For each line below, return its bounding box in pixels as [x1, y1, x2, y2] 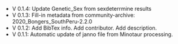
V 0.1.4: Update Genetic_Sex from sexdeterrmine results [12, 5, 152, 12]
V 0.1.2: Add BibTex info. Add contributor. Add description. [12, 24, 157, 31]
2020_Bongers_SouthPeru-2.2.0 [12, 18, 93, 25]
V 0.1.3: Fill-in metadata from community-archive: [12, 11, 135, 19]
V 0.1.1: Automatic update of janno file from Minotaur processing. [12, 31, 173, 38]
